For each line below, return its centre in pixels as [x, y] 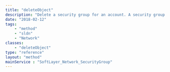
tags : [11, 24]
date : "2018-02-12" [26, 19]
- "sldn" [24, 33]
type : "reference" [25, 52]
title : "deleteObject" [29, 10]
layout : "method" [24, 57]
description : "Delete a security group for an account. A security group [85, 15]
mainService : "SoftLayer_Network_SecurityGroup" [59, 62]
